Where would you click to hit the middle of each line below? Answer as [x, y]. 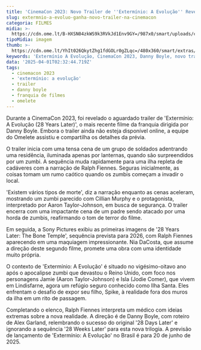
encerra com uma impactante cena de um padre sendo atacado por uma [96, 211]
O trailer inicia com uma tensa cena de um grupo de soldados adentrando [97, 149]
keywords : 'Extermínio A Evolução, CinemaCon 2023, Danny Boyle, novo [96, 56]
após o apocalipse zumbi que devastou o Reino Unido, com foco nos [91, 273]
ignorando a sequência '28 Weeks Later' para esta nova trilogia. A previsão [99, 329]
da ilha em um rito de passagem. [46, 298]
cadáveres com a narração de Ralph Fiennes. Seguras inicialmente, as [93, 168]
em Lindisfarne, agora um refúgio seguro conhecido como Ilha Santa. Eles [98, 285]
